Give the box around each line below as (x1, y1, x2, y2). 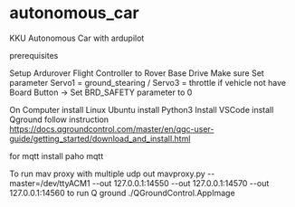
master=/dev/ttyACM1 (9, 177, 90, 188)
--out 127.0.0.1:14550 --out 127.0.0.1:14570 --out (91, 177, 270, 188)
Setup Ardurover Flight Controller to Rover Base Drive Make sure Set (9, 67, 264, 79)
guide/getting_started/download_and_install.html (9, 133, 191, 144)
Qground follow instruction (9, 114, 109, 125)
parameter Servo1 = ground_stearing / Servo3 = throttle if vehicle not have (9, 77, 287, 88)
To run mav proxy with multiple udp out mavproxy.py (9, 168, 205, 179)
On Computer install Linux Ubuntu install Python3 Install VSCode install (9, 104, 274, 115)
